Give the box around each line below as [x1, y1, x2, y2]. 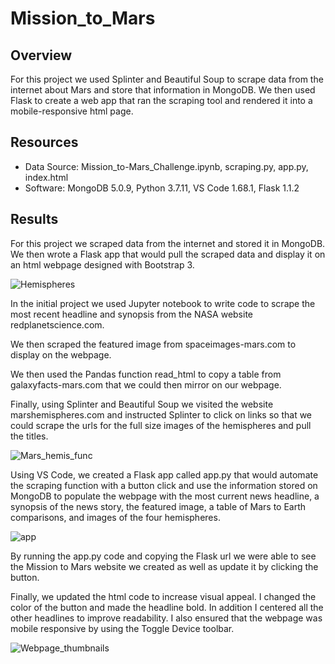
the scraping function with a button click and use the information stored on [10, 479, 318, 491]
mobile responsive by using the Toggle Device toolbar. [10, 622, 235, 634]
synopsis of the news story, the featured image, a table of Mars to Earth [10, 500, 307, 512]
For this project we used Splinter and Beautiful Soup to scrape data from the [10, 73, 324, 85]
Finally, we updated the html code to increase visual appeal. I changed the [10, 590, 317, 602]
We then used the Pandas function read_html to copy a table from [10, 368, 282, 380]
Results [10, 211, 59, 228]
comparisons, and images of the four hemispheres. [10, 511, 221, 523]
